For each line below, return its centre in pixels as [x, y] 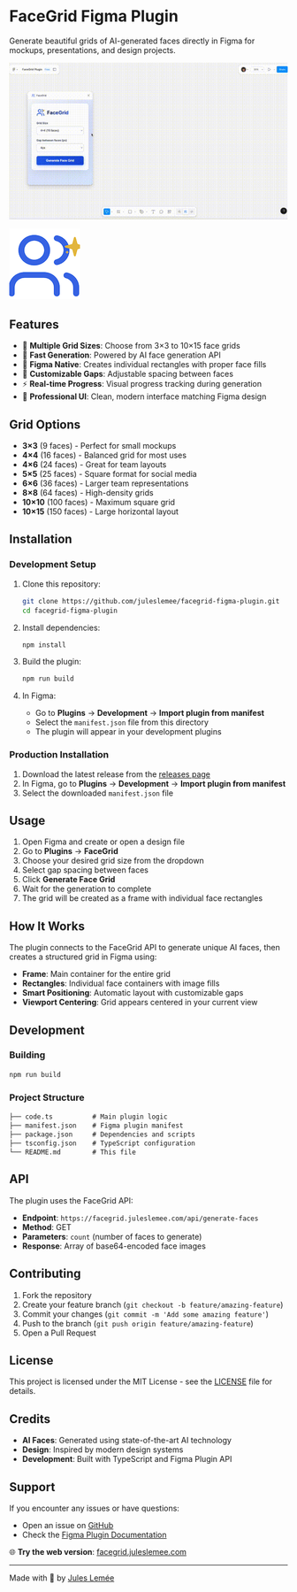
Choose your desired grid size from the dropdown [113, 861]
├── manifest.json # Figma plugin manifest [96, 1126]
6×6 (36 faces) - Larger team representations [105, 483]
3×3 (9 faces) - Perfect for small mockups [99, 446]
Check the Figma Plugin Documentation [94, 1535]
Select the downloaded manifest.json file [98, 793]
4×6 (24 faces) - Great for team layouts [94, 465]
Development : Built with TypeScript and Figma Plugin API [127, 1459]
